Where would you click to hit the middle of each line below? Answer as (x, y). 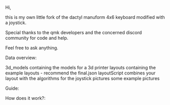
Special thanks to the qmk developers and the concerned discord (74, 32)
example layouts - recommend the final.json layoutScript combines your (80, 73)
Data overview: (21, 58)
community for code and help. (37, 38)
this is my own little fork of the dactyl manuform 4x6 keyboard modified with (85, 17)
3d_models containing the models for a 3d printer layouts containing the (81, 68)
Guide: (12, 88)
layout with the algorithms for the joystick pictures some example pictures (82, 78)
